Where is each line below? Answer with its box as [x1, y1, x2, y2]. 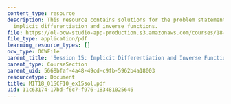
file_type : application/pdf [7, 36, 88, 42]
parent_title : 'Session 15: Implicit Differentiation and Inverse [7, 55, 201, 62]
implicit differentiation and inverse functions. [13, 23, 158, 29]
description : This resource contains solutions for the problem [7, 16, 195, 23]
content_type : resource [7, 10, 76, 17]
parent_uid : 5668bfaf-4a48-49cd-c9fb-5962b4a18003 [7, 67, 155, 74]
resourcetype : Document [7, 73, 76, 81]
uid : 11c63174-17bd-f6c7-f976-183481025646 [7, 86, 134, 93]
